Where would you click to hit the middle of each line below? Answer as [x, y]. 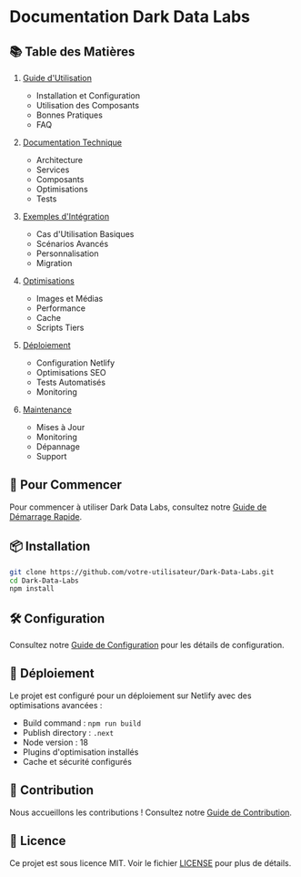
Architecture [60, 160]
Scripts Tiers [60, 327]
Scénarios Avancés [72, 244]
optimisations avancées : [56, 705]
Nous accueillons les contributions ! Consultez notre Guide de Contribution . [151, 812]
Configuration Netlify [75, 363]
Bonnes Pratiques [69, 115]
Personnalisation [67, 253]
